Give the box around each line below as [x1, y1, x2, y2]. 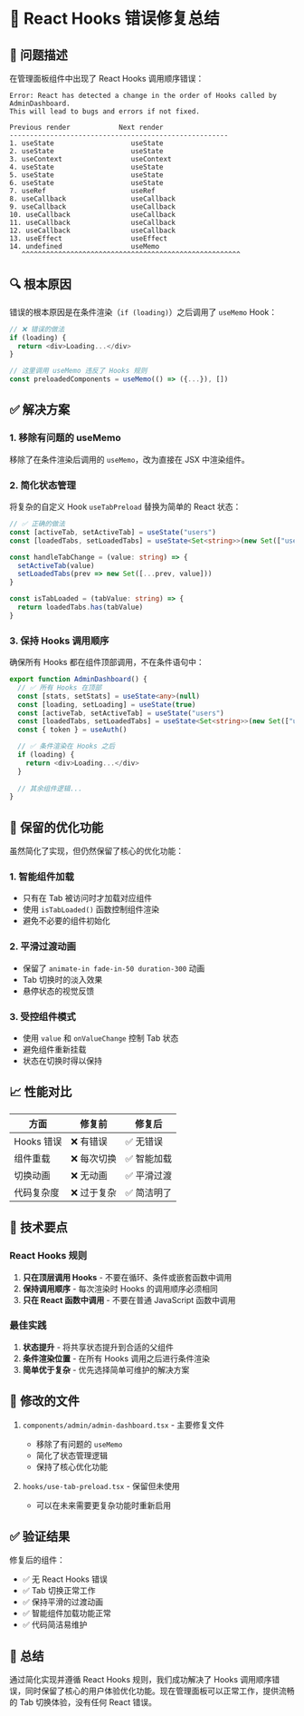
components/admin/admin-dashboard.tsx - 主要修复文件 [22, 1419, 224, 1430]
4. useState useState [9, 162, 165, 172]
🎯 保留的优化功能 [9, 819, 104, 835]
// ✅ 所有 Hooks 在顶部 [17, 682, 102, 692]
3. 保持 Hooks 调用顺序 [9, 634, 109, 647]
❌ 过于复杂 [71, 1186, 118, 1199]
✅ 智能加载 [125, 1152, 172, 1164]
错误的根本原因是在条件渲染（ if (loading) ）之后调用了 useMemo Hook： [9, 306, 278, 318]
